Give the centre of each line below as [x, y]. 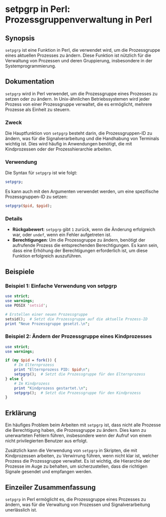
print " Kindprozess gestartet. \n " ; [51, 388]
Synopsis [20, 38]
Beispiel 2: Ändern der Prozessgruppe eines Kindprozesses [79, 336]
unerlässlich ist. [21, 510]
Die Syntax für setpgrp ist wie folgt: [41, 173]
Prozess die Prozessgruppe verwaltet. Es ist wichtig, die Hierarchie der [78, 461]
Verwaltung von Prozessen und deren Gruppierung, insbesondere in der [79, 61]
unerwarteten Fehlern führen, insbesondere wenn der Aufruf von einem [78, 436]
